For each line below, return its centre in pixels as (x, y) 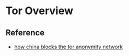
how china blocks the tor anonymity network (68, 47)
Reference (25, 33)
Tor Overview (39, 11)
